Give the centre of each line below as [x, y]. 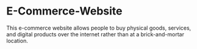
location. [17, 41]
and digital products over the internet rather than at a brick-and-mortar [95, 34]
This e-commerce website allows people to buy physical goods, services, [99, 28]
